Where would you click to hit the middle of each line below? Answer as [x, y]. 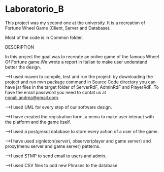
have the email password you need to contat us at [56, 92]
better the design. [23, 67]
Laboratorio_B [34, 9]
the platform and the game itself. [38, 122]
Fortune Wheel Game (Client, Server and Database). [58, 28]
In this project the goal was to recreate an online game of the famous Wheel [82, 56]
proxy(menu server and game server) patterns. [53, 146]
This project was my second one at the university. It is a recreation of [75, 23]
